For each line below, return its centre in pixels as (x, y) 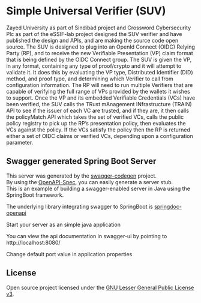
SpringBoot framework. (35, 195)
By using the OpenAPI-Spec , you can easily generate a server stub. (90, 182)
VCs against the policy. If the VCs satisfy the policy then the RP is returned (98, 130)
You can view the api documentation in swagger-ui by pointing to (87, 236)
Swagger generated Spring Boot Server (81, 161)
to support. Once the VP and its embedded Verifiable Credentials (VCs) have (101, 98)
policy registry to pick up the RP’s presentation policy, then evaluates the (96, 123)
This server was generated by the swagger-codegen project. (82, 176)
